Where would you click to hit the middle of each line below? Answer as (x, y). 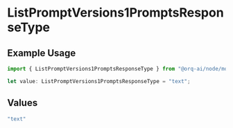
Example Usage (42, 53)
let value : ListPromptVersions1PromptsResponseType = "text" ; (99, 81)
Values (23, 103)
